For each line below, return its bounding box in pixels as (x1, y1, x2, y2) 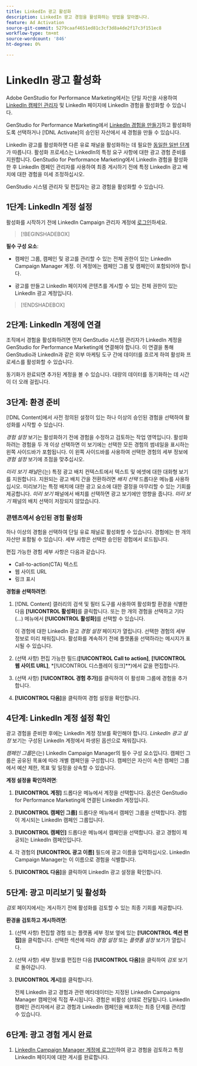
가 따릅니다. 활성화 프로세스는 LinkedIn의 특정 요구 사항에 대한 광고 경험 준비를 (6, 148, 186, 156)
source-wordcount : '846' (6, 36, 67, 42)
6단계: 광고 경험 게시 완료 (6, 1030, 92, 1040)
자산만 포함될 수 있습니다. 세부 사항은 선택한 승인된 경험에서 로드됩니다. (6, 535, 169, 542)
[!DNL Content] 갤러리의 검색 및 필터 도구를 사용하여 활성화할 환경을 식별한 (14, 600, 188, 607)
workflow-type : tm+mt (6, 31, 59, 36)
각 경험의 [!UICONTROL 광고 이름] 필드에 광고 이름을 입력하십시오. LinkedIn (14, 849, 190, 856)
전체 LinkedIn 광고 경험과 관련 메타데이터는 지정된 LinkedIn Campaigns (14, 988, 181, 996)
